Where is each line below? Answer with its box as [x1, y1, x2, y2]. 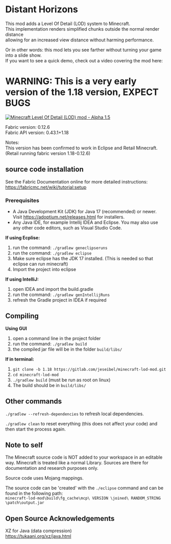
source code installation [5, 165, 84, 174]
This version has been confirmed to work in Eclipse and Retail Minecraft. [5, 145, 158, 151]
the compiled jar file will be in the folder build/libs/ [12, 346, 123, 352]
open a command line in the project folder [12, 335, 101, 341]
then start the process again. [5, 426, 66, 432]
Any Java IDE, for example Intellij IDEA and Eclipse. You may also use [12, 219, 158, 225]
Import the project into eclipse [12, 266, 77, 272]
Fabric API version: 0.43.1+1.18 [5, 129, 69, 135]
